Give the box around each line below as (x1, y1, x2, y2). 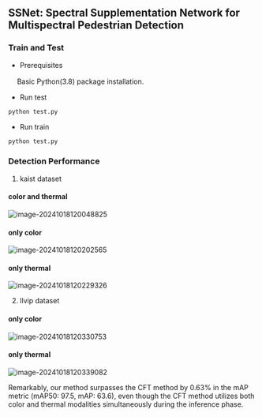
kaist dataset (19, 174, 62, 183)
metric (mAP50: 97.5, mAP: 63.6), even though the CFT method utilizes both (8, 391, 255, 400)
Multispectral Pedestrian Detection (8, 19, 184, 32)
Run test (19, 92, 47, 102)
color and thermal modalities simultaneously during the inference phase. (8, 399, 244, 409)
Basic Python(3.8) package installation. (17, 77, 144, 86)
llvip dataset (19, 296, 60, 306)
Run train (19, 122, 50, 131)
